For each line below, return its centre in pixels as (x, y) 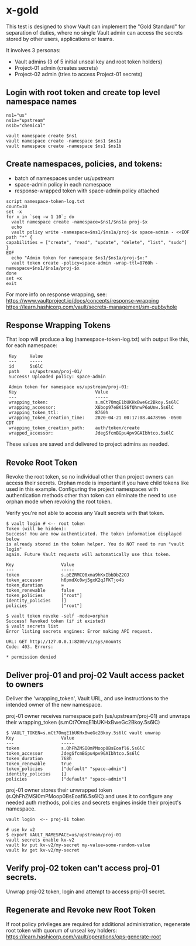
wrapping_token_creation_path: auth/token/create (74, 428)
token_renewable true (39, 764)
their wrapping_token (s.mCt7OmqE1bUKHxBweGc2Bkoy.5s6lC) (83, 722)
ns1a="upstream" (26, 120)
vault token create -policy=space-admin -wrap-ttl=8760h (82, 263)
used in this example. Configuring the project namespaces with (82, 489)
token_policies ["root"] (44, 596)
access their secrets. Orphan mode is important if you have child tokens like (97, 483)
